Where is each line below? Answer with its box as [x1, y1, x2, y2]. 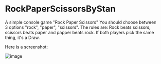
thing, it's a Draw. [5, 35, 40, 40]
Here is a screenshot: [5, 44, 48, 50]
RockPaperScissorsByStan [5, 3, 116, 14]
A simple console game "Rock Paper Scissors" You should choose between [5, 19, 157, 25]
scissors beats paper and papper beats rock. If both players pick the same [5, 29, 154, 35]
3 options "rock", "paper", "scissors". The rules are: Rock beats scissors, [5, 24, 151, 30]
